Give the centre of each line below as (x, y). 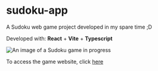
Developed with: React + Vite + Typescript (59, 38)
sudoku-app (37, 10)
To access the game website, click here (55, 61)
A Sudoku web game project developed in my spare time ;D (79, 27)
